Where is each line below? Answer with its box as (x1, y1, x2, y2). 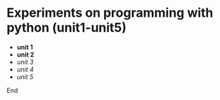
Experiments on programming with (6, 5, 214, 21)
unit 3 (16, 57, 34, 66)
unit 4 (16, 65, 34, 73)
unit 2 (16, 50, 34, 59)
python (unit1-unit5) (6, 20, 127, 36)
